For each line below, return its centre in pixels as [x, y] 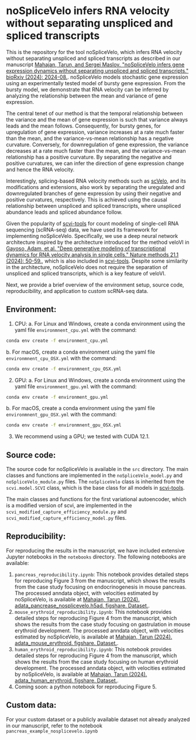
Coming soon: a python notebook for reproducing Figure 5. [85, 687]
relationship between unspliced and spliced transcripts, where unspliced [94, 206]
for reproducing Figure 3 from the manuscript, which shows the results [100, 580]
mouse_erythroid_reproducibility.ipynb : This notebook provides [93, 611]
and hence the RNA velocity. [40, 169]
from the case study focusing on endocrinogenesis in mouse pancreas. [101, 587]
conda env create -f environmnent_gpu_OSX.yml [64, 425]
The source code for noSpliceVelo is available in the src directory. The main [97, 469]
